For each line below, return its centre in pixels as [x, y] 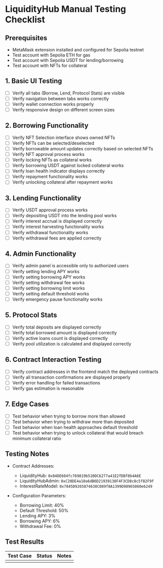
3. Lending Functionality [43, 198]
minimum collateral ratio [37, 438]
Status [44, 556]
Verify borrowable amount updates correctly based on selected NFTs [83, 149]
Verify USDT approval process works [50, 210]
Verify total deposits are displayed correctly [57, 327]
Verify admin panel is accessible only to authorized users [70, 266]
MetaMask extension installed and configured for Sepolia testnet [78, 50]
